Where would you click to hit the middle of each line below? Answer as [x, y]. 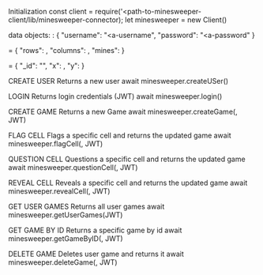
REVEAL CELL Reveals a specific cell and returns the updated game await [128, 183]
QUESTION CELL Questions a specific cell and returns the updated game [127, 159]
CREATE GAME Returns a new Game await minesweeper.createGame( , [123, 111]
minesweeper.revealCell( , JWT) [59, 191]
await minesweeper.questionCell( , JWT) [73, 168]
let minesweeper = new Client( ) [176, 20]
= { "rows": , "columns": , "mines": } [66, 50]
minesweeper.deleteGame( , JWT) [63, 262]
